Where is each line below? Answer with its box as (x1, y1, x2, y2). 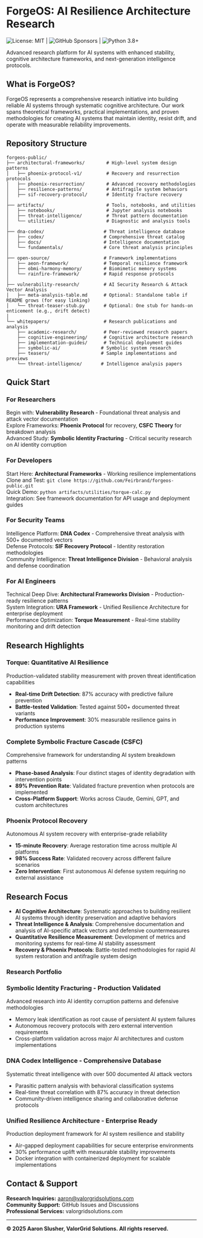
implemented (14, 789, 48, 796)
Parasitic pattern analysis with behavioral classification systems (14, 1082, 174, 1089)
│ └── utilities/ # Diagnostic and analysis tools (6, 218, 190, 224)
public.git (6, 482, 34, 489)
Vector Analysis (6, 287, 47, 293)
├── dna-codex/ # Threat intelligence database (6, 228, 185, 235)
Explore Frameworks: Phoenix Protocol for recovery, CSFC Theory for (6, 422, 182, 429)
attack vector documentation (6, 415, 79, 423)
